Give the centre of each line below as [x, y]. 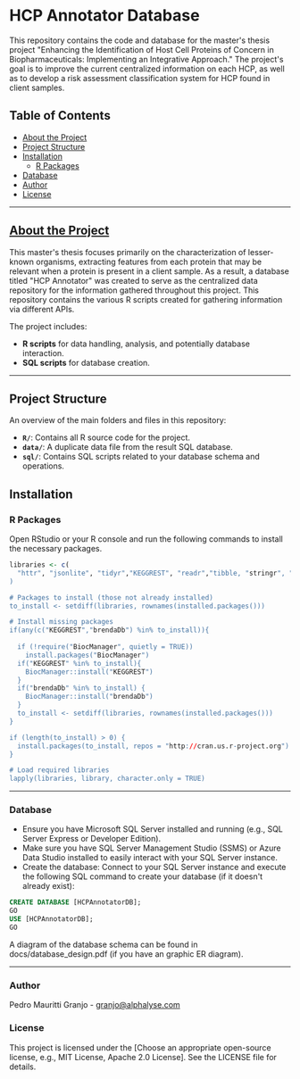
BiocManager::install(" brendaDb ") [89, 697]
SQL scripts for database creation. [86, 362]
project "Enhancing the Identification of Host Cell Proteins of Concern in [142, 49]
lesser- [261, 252]
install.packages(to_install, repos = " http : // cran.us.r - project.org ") [154, 746]
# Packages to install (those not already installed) [112, 598]
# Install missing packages [62, 622]
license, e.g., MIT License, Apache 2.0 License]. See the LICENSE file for [143, 1057]
